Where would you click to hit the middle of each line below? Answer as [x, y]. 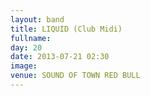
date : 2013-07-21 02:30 [60, 57]
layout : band [37, 19]
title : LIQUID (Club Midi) [66, 29]
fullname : [31, 38]
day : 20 [26, 47]
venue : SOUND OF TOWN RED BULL [75, 76]
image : [24, 66]
